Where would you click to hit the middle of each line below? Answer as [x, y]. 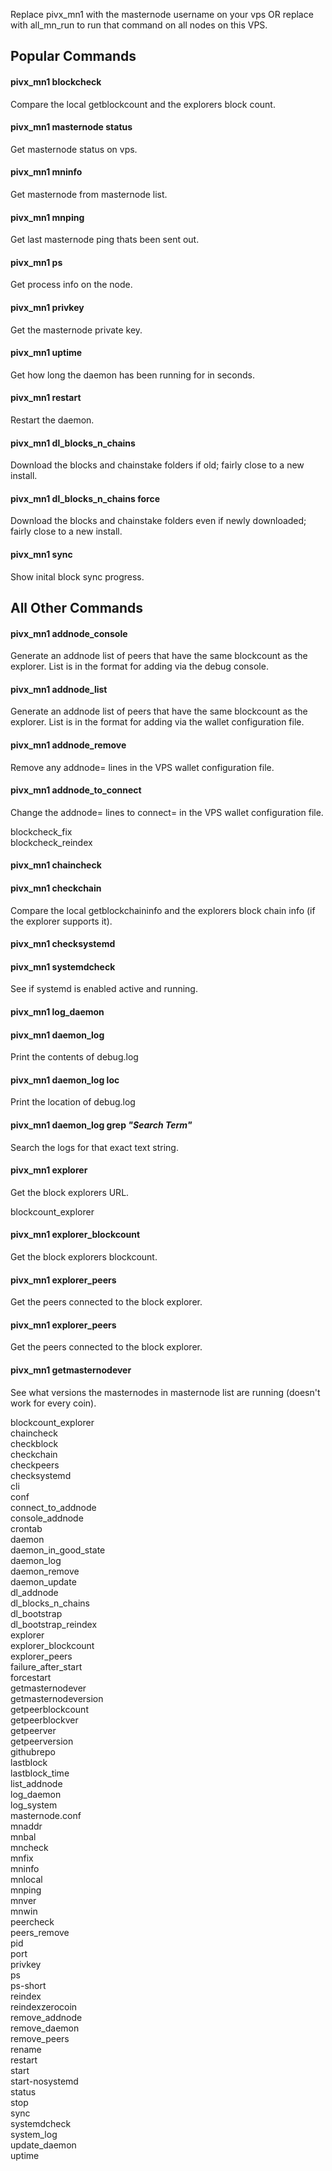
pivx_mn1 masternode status [71, 127]
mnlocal [26, 1879]
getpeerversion [42, 1741]
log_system [34, 1805]
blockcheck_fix [41, 831]
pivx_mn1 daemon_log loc [65, 1080]
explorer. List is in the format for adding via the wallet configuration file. [157, 722]
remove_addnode [46, 2017]
